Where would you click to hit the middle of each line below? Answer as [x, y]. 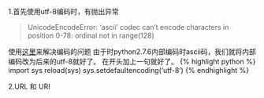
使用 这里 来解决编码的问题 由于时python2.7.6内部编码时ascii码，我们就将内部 [132, 52]
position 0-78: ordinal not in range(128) [91, 35]
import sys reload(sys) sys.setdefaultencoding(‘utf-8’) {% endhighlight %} [129, 70]
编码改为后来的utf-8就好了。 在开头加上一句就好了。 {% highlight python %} [132, 62]
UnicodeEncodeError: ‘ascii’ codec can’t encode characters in [128, 27]
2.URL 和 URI [29, 86]
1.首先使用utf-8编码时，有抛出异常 [64, 11]
